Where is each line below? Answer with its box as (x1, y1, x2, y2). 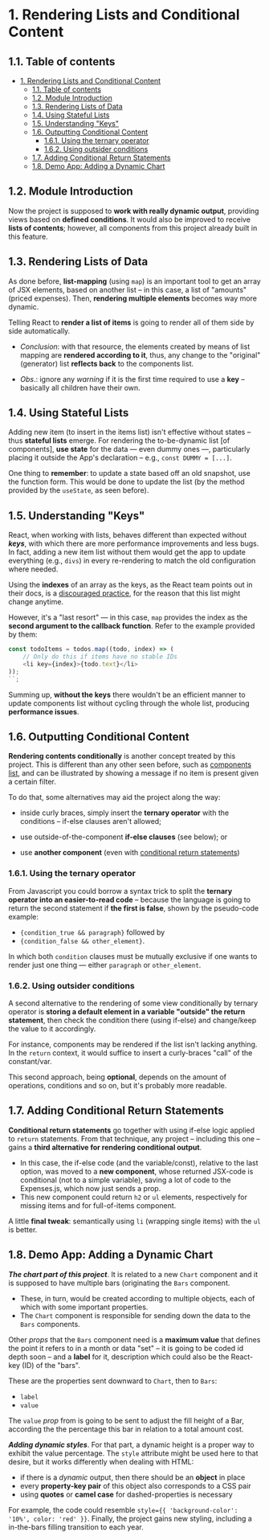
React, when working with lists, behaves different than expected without (8, 530, 247, 540)
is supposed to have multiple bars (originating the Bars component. (8, 1278, 230, 1288)
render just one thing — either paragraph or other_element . (8, 960, 202, 969)
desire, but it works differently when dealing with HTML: (8, 1456, 194, 1466)
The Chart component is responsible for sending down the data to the (19, 1310, 251, 1320)
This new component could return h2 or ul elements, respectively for (19, 1192, 247, 1202)
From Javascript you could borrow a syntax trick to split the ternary (8, 886, 233, 895)
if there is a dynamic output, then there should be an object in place (19, 1472, 246, 1482)
